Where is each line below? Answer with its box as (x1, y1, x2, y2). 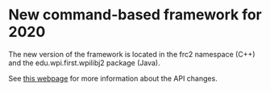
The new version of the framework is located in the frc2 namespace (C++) (8, 49, 255, 59)
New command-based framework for (8, 6, 262, 24)
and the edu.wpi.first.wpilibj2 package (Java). (8, 58, 160, 68)
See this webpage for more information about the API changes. (8, 73, 218, 83)
